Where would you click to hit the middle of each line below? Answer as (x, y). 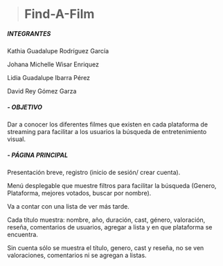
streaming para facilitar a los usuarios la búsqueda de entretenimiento (107, 132)
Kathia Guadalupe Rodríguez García (58, 51)
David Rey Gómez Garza (42, 91)
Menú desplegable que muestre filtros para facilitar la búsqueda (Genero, (112, 186)
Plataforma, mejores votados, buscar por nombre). (79, 193)
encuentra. (23, 235)
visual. (17, 139)
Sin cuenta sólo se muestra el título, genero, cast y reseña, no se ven (106, 248)
